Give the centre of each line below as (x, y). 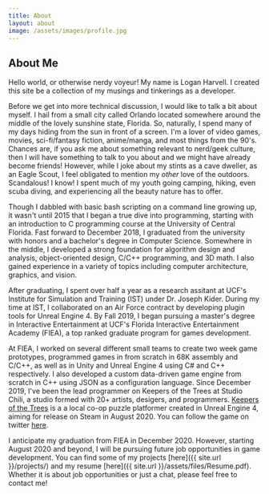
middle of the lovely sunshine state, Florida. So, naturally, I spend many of (130, 123)
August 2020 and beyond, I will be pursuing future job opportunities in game (134, 449)
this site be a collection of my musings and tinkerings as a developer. (122, 91)
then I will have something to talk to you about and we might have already (129, 158)
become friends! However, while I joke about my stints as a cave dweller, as (133, 166)
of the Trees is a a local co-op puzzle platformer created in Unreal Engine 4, (133, 408)
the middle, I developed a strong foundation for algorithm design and (122, 250)
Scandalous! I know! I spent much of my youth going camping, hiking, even (132, 183)
